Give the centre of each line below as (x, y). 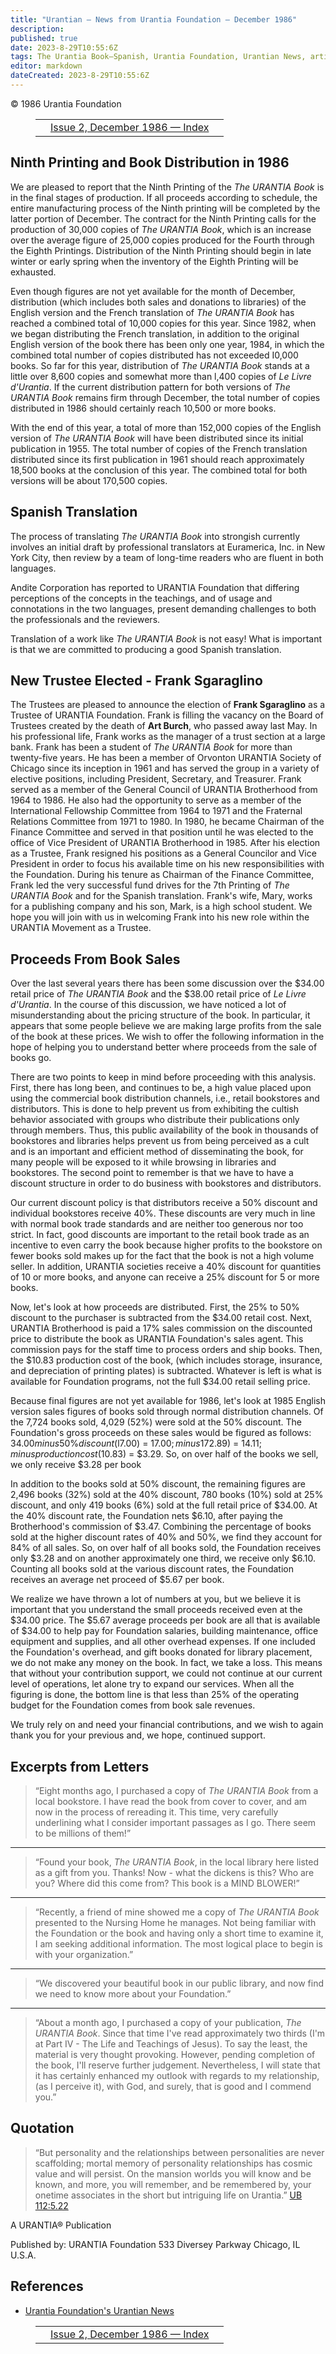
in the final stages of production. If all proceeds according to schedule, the (164, 197)
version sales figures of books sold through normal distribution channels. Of (167, 1412)
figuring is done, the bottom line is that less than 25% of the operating (155, 1695)
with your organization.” (84, 1954)
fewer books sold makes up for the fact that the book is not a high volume (162, 1256)
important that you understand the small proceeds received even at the (156, 1610)
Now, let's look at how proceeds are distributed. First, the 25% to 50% (155, 1307)
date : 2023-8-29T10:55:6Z (64, 47)
